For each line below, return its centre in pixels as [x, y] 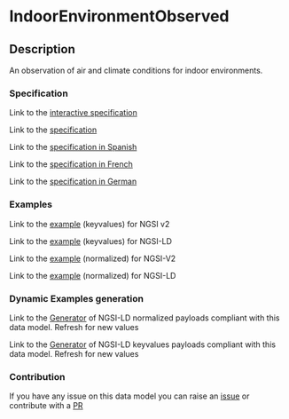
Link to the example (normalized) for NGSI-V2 [93, 258]
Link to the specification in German [73, 182]
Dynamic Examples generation [77, 298]
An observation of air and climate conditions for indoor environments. [136, 70]
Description [42, 49]
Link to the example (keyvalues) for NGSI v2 [90, 224]
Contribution [37, 376]
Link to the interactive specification [73, 113]
